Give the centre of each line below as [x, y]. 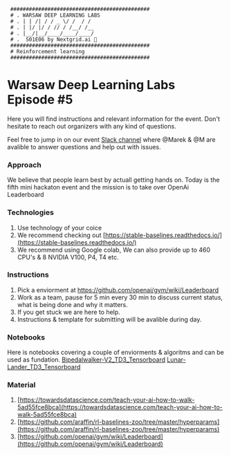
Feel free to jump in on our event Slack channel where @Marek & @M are [111, 139]
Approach [24, 165]
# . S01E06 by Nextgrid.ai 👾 [54, 39]
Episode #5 [40, 100]
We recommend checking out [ [61, 235]
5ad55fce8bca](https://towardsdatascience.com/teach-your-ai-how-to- [120, 407]
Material [21, 385]
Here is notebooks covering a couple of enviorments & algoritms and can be [116, 353]
